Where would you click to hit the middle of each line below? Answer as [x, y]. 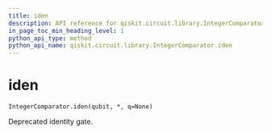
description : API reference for [63, 23]
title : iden [28, 16]
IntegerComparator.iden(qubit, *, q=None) [81, 107]
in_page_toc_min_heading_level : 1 [67, 30]
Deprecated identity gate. [51, 122]
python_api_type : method [50, 38]
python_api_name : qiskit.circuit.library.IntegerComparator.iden [120, 46]
